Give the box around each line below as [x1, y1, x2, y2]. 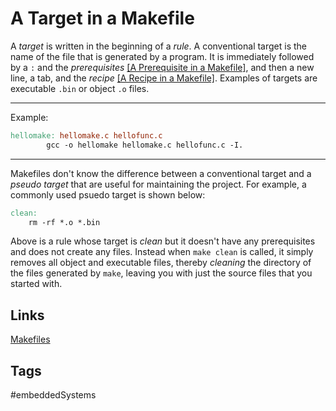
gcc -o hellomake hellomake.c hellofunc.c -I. [46, 140, 244, 150]
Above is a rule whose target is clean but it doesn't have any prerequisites [10, 235, 316, 247]
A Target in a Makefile [10, 7, 195, 30]
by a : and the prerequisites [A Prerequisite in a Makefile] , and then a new [10, 61, 315, 73]
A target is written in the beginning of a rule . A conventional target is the [10, 40, 308, 52]
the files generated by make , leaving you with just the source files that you [10, 267, 313, 279]
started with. [10, 278, 63, 290]
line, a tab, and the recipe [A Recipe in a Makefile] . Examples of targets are [10, 72, 318, 84]
